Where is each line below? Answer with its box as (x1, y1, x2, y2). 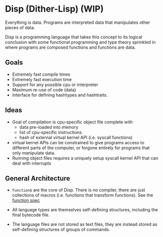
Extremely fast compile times (12, 71, 71, 77)
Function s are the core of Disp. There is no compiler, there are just (12, 187, 145, 193)
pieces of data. (5, 24, 36, 30)
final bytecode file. (12, 212, 50, 218)
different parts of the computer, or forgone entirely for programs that (12, 145, 150, 151)
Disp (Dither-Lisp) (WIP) (5, 3, 104, 15)
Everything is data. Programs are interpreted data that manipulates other (5, 19, 150, 25)
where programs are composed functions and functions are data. (5, 44, 136, 50)
